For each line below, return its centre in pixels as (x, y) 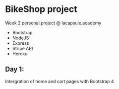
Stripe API (23, 48)
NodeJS (21, 38)
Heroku (20, 54)
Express (21, 43)
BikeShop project (41, 9)
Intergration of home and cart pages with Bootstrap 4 (59, 81)
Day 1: (15, 69)
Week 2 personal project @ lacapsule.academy (53, 23)
